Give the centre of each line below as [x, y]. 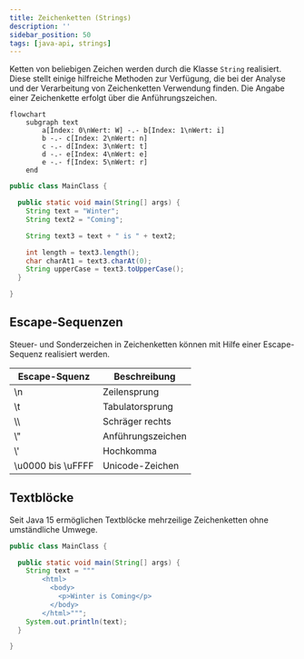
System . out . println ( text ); [77, 622]
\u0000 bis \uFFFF [54, 465]
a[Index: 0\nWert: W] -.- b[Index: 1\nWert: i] [133, 131]
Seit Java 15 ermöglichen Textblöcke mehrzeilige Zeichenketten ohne [139, 520]
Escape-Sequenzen [67, 322]
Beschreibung [145, 376]
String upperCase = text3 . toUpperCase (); [105, 269]
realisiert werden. [78, 354]
